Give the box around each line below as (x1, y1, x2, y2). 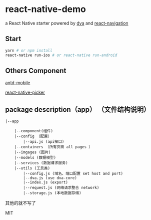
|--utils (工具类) (14, 166, 50, 171)
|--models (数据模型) (14, 155, 56, 160)
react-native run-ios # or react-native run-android (5, 53, 117, 58)
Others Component (5, 66, 66, 75)
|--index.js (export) (23, 180, 68, 185)
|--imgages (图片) (14, 150, 51, 155)
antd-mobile (5, 80, 30, 86)
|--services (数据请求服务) (14, 160, 68, 166)
